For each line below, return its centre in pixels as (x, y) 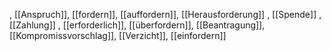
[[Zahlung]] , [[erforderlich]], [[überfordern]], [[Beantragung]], (137, 25)
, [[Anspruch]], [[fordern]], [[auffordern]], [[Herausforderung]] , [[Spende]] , (165, 14)
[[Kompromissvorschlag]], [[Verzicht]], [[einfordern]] (118, 35)
